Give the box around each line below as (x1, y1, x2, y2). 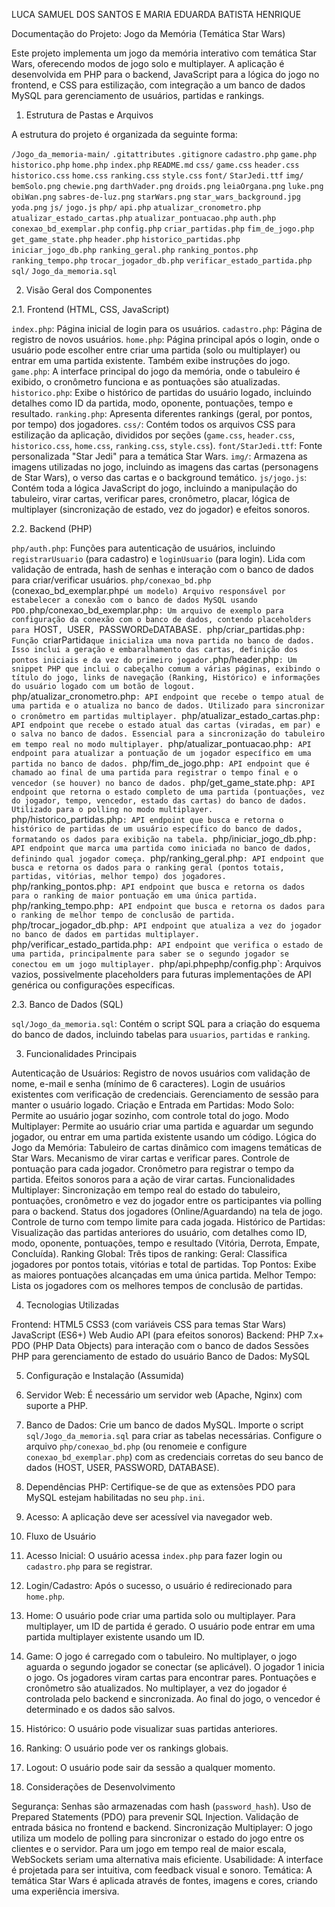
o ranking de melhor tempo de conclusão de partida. (11, 910, 236, 920)
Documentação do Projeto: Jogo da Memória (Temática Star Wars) (11, 28, 286, 39)
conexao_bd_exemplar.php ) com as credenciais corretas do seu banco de (25, 1451, 324, 1463)
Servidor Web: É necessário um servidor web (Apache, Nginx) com (25, 1389, 303, 1401)
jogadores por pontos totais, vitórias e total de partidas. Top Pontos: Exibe (11, 1259, 317, 1270)
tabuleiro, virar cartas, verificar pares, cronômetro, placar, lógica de (11, 493, 291, 504)
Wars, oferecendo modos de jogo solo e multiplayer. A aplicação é (11, 58, 285, 69)
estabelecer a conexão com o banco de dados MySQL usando (11, 595, 258, 605)
